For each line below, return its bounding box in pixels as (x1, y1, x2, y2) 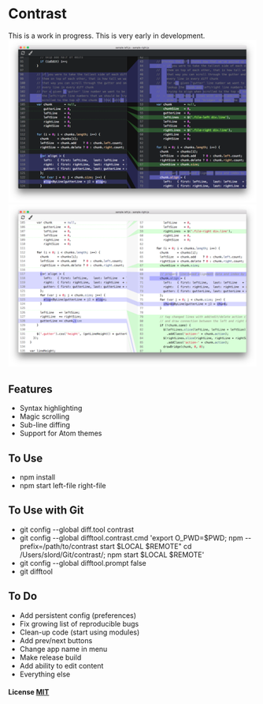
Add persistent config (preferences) (19, 610, 136, 620)
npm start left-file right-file (19, 481, 106, 491)
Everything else (19, 669, 71, 679)
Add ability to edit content (19, 661, 104, 670)
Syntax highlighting (19, 404, 83, 413)
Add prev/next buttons (19, 635, 93, 645)
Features (8, 382, 53, 396)
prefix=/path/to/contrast (19, 541, 98, 551)
